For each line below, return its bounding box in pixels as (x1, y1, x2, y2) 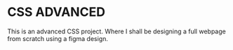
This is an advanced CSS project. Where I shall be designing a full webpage (7, 27, 226, 35)
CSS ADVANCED (7, 4, 105, 20)
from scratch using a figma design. (7, 34, 109, 42)
